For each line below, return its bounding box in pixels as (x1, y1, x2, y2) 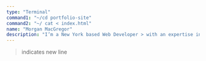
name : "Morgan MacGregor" (6, 26, 72, 32)
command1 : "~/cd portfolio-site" (6, 15, 92, 21)
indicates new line (21, 48, 67, 56)
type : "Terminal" (6, 9, 51, 15)
